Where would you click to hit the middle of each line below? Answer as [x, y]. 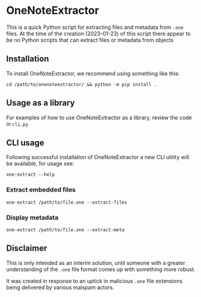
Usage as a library [40, 103]
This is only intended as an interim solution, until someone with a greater [96, 263]
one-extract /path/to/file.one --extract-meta [65, 230]
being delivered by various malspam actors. [60, 287]
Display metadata [32, 217]
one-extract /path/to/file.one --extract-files [67, 202]
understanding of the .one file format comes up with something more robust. [101, 269]
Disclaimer [27, 249]
